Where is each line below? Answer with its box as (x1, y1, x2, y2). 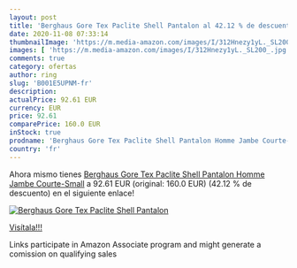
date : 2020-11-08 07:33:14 (9, 29, 109, 38)
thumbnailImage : (9, 37, 69, 47)
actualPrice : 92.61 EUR (9, 95, 97, 104)
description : (9, 87, 57, 96)
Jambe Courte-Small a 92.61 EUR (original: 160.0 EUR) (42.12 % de (9, 178, 252, 188)
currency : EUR (9, 103, 62, 112)
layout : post (9, 12, 57, 22)
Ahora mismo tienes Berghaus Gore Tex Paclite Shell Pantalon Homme (9, 169, 265, 180)
